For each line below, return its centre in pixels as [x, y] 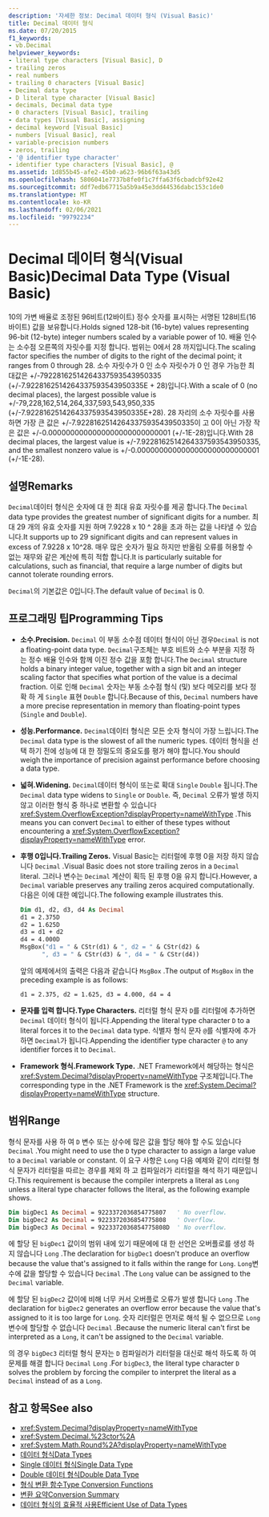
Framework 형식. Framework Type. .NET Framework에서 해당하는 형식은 [137, 1066]
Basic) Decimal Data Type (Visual [119, 277]
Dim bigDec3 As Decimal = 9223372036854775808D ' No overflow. [118, 1228]
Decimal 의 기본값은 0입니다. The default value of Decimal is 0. [106, 591]
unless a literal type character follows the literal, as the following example [129, 1189]
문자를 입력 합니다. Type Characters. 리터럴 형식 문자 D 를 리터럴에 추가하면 [138, 1010]
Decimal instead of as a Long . [55, 1381]
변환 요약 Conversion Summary [70, 1495]
